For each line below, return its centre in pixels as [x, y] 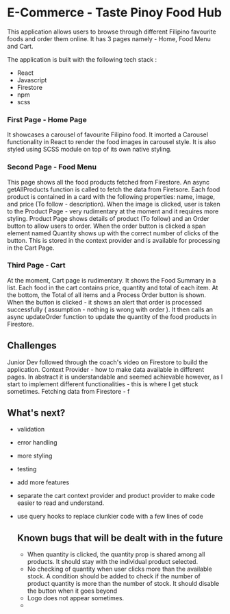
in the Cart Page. [31, 248]
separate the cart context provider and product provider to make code [116, 496]
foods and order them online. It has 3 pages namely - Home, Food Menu [109, 38]
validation [31, 429]
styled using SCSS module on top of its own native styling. [90, 150]
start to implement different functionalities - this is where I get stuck [103, 384]
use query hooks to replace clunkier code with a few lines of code [110, 517]
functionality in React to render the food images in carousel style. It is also [112, 142]
